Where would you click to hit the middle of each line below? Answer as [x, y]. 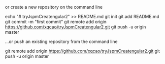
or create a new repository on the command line [54, 7]
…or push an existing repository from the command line [61, 42]
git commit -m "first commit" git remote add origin [56, 22]
